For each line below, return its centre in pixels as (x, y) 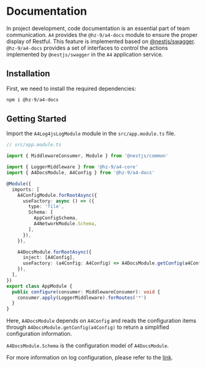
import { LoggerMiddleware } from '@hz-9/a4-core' (72, 167)
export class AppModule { (39, 286)
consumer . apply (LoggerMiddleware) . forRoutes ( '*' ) (82, 298)
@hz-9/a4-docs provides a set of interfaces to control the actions (87, 48)
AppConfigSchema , (56, 218)
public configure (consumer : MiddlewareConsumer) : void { (86, 292)
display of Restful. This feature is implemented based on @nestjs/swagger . (101, 41)
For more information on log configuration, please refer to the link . (90, 358)
